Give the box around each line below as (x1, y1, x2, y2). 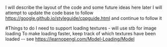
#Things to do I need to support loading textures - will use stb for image (5, 25, 157, 31)
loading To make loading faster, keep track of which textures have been (5, 31, 156, 36)
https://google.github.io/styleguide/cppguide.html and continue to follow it (5, 15, 162, 21)
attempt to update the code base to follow (5, 10, 93, 16)
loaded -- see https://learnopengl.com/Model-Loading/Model (5, 36, 135, 42)
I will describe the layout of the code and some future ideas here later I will (5, 5, 162, 10)
